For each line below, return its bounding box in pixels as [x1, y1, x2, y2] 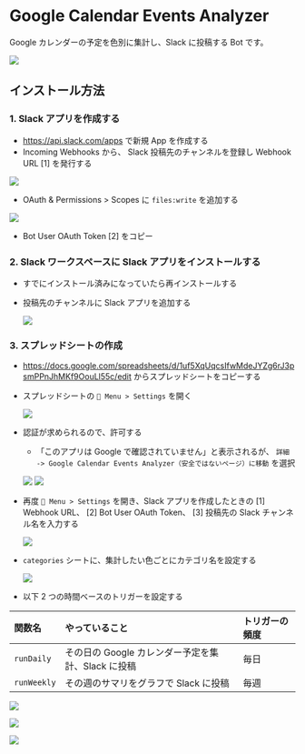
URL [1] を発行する [22, 157, 93, 168]
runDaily [14, 654, 52, 664]
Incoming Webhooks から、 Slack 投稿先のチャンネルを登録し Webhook [22, 146, 292, 157]
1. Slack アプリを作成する [9, 113, 121, 126]
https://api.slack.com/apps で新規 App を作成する [22, 135, 209, 146]
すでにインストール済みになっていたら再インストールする [22, 277, 238, 288]
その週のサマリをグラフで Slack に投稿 [64, 677, 230, 689]
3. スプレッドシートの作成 [9, 338, 123, 351]
